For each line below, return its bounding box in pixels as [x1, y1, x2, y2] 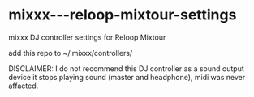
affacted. [8, 81, 39, 91]
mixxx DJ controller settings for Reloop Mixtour [8, 32, 166, 42]
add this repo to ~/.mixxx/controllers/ [8, 48, 133, 57]
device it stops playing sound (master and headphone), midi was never [8, 72, 246, 82]
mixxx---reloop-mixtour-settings [8, 6, 237, 24]
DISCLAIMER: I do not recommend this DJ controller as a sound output [8, 63, 245, 74]
